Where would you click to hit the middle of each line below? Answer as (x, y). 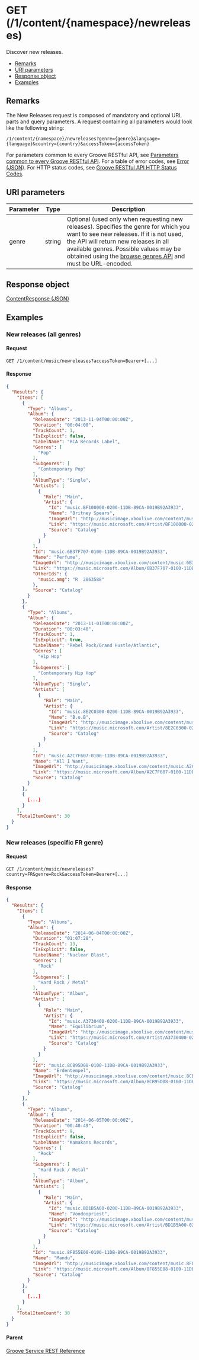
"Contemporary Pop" (62, 469)
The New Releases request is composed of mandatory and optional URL (94, 115)
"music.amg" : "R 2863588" (71, 579)
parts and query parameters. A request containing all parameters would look (99, 121)
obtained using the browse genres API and (126, 256)
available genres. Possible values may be (124, 248)
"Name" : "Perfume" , (57, 558)
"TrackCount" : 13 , (55, 944)
